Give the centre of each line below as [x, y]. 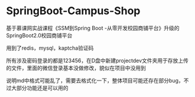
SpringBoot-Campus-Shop [73, 11]
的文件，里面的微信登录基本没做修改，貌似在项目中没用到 [76, 68]
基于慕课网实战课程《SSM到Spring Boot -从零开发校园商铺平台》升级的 [93, 28]
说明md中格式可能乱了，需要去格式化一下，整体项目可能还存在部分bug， [95, 80]
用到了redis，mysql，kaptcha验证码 [50, 48]
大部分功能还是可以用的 [40, 88]
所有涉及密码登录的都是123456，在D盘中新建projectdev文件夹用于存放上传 [97, 60]
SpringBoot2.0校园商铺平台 [39, 35]
